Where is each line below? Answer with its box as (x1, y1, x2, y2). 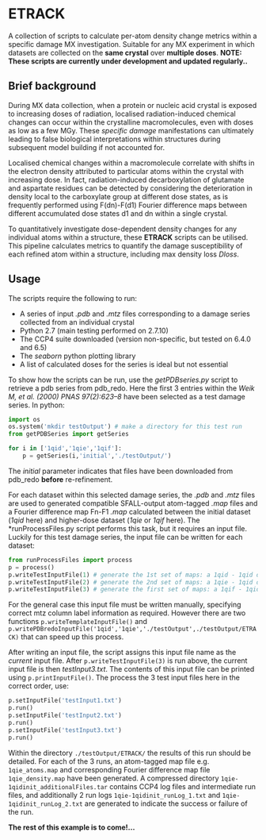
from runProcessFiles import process (8, 556, 133, 564)
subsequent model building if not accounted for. (8, 142, 165, 152)
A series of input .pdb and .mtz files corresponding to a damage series (19, 309, 251, 318)
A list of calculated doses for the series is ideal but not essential (19, 359, 228, 369)
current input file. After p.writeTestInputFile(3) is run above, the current (8, 656, 248, 665)
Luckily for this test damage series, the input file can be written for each (8, 532, 243, 541)
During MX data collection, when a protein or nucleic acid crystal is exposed (8, 100, 257, 110)
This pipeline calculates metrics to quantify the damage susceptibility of (8, 241, 243, 250)
